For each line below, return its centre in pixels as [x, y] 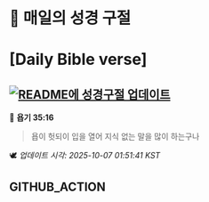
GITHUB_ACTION [58, 186]
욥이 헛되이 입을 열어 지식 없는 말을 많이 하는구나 [115, 137]
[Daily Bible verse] [78, 60]
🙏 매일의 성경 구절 [70, 18]
